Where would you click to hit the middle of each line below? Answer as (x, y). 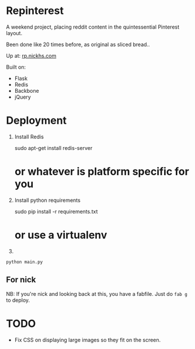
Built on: (16, 67)
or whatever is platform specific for (102, 172)
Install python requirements (47, 200)
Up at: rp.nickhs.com (31, 55)
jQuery (22, 97)
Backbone (27, 90)
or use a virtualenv (61, 235)
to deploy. (18, 300)
